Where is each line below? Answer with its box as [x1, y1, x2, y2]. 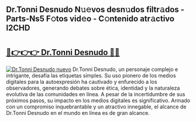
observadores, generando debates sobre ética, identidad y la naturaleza [6, 84, 180, 91]
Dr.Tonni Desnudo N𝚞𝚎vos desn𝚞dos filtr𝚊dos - [6, 5, 185, 15]
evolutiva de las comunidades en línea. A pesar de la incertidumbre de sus [6, 91, 185, 97]
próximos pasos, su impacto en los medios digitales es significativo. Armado [6, 97, 191, 104]
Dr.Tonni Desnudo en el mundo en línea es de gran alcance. [6, 110, 150, 116]
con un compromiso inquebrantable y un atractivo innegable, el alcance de [6, 103, 187, 110]
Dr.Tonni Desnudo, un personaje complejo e [72, 66, 178, 73]
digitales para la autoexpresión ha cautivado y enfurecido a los [6, 79, 157, 85]
